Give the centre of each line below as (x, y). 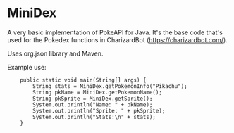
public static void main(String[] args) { (83, 80)
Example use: (27, 67)
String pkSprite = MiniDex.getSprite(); (93, 99)
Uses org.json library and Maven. (55, 53)
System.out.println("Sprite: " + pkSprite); (99, 110)
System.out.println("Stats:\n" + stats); (94, 117)
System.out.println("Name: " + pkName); (93, 104)
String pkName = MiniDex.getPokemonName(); (97, 92)
